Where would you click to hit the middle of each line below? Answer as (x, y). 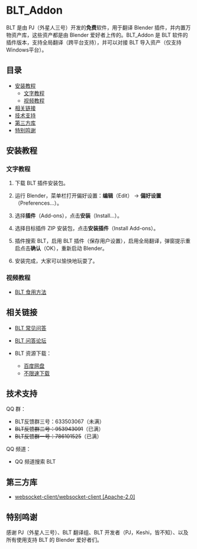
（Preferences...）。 (38, 203)
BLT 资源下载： (33, 353)
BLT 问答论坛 (30, 340)
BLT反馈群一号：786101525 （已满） (58, 436)
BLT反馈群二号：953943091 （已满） (59, 429)
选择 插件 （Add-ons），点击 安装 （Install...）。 (68, 216)
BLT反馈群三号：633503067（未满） (59, 421)
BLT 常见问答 (30, 328)
